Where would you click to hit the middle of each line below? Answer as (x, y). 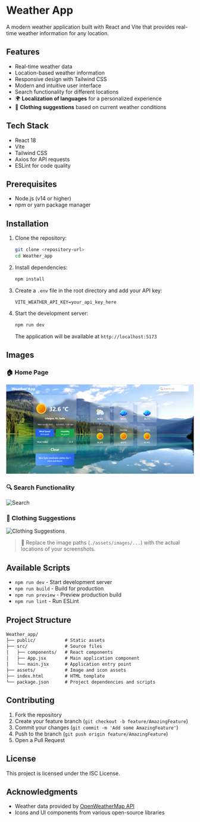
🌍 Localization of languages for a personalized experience (88, 98)
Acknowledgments (42, 792)
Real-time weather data (43, 66)
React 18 (25, 140)
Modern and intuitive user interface (58, 85)
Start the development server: (51, 313)
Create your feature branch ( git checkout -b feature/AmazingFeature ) (101, 721)
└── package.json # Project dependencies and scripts (81, 682)
